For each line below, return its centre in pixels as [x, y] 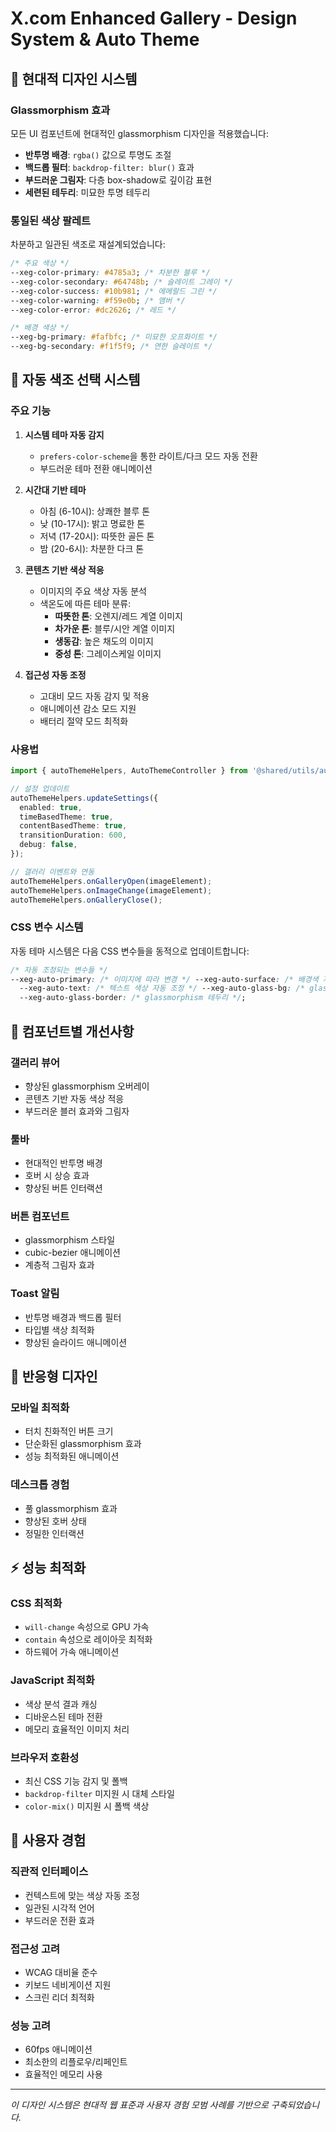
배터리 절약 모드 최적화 [84, 721]
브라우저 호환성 [45, 1757]
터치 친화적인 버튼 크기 [69, 1431]
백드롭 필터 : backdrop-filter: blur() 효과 [109, 167]
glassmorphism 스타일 [70, 1240]
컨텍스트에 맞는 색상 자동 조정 [82, 1895]
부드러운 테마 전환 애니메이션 [96, 468]
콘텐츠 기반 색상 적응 [64, 569]
